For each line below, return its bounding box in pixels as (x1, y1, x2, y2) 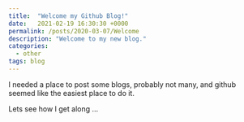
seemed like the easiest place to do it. (8, 88, 135, 98)
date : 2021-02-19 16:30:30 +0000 (8, 20, 129, 28)
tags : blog (8, 58, 45, 66)
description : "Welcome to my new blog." (8, 34, 148, 43)
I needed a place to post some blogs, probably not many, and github (8, 79, 237, 89)
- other (15, 50, 42, 58)
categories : (8, 42, 49, 50)
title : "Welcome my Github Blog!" (8, 11, 129, 20)
